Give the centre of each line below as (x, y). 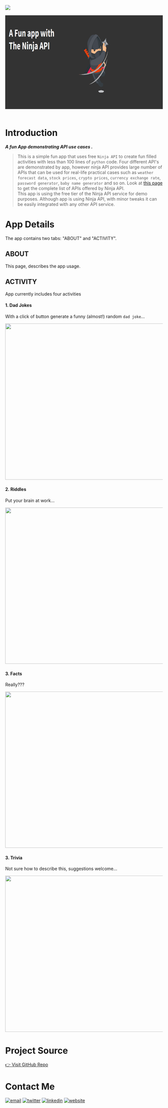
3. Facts (14, 673)
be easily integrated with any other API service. (66, 204)
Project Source (37, 1050)
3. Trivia (14, 857)
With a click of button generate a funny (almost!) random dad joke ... (75, 316)
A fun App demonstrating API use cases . (49, 146)
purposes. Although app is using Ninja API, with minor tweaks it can (87, 199)
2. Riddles (16, 489)
